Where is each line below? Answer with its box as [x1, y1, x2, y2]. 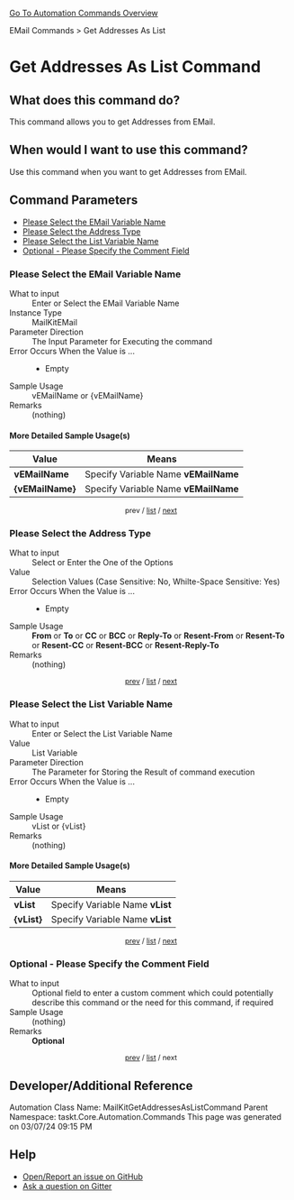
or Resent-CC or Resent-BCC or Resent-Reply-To [31, 640, 219, 651]
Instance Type [9, 307, 63, 318]
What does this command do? [9, 92, 181, 107]
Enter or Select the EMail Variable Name [31, 298, 180, 308]
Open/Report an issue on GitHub [22, 1171, 144, 1182]
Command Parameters [9, 193, 138, 208]
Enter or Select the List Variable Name [31, 728, 173, 738]
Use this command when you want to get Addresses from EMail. [9, 166, 247, 177]
